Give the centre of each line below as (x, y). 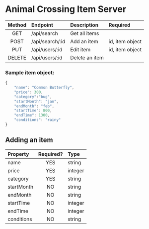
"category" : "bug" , (33, 97)
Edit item (80, 49)
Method (17, 25)
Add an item (84, 41)
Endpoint (42, 25)
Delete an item (87, 57)
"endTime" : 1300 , (32, 115)
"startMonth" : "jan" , (36, 101)
